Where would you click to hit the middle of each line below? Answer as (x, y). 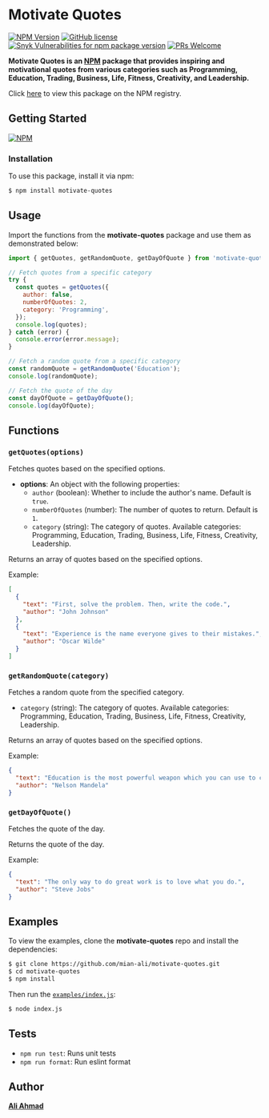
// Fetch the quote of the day (60, 391)
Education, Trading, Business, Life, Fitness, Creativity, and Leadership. (129, 78)
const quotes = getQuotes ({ (62, 287)
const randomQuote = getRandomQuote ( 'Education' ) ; (94, 369)
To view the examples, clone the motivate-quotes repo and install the (123, 941)
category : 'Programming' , (66, 310)
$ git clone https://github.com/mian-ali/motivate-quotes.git (114, 964)
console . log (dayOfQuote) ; (51, 406)
